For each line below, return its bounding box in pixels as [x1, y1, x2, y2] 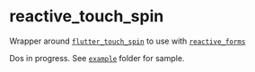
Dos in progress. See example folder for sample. [9, 52, 185, 63]
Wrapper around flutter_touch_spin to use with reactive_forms [9, 36, 246, 46]
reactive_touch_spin [9, 6, 164, 27]
